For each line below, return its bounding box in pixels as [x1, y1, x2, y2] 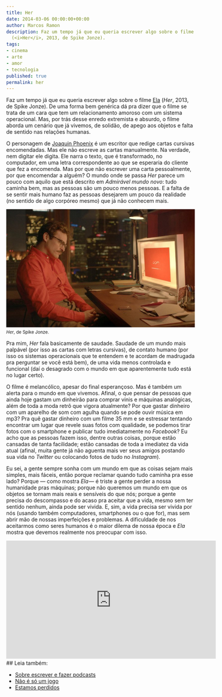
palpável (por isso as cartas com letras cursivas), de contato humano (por [6, 346, 188, 353]
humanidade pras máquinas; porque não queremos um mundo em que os [6, 484, 187, 491]
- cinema [6, 48, 28, 54]
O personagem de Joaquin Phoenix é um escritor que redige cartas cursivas [6, 140, 194, 147]
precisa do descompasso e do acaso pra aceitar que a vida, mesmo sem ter [6, 497, 193, 504]
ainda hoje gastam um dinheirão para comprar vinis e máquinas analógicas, [6, 396, 193, 403]
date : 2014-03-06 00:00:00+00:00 [6, 16, 90, 22]
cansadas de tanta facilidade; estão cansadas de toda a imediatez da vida [6, 441, 188, 448]
